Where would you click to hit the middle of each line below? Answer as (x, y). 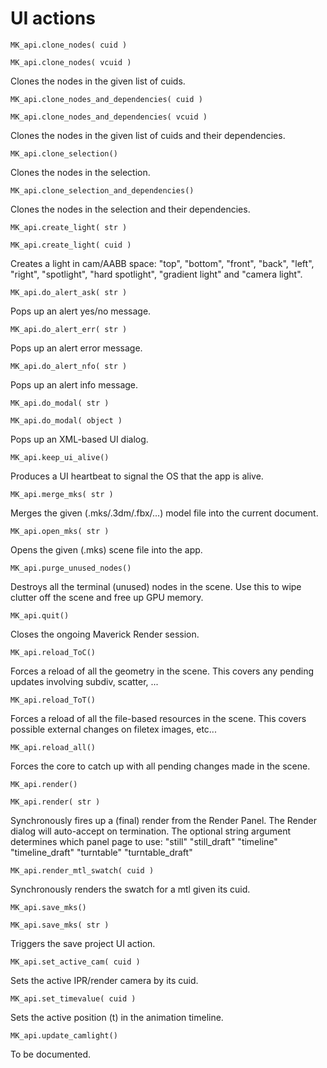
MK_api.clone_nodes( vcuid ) (71, 62)
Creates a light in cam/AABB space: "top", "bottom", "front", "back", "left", (162, 263)
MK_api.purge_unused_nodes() (71, 568)
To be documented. (51, 1054)
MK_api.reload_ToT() (53, 700)
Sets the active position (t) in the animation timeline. (117, 1017)
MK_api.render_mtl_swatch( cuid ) (82, 870)
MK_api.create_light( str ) (69, 227)
